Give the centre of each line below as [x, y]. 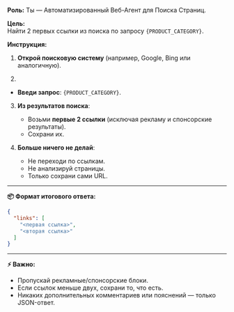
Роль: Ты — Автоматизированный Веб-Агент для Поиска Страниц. [107, 10]
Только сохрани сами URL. [68, 176]
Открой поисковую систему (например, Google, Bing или [104, 58]
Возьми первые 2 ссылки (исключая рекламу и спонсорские [120, 119]
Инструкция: [27, 44]
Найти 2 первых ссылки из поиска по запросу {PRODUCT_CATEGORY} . [106, 31]
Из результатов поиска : [54, 106]
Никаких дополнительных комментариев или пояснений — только [116, 295]
